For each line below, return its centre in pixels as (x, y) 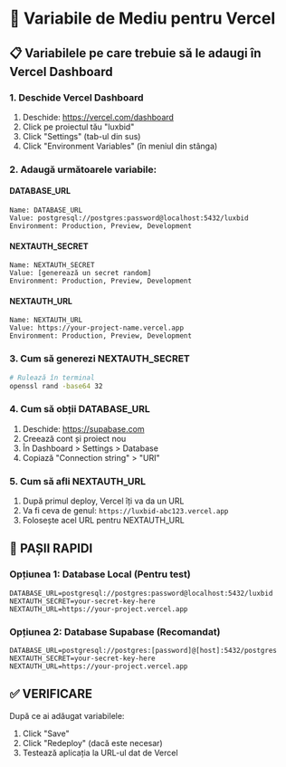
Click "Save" (46, 733)
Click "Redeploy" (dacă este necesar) (92, 743)
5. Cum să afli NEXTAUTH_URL (78, 481)
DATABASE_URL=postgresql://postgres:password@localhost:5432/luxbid (141, 593)
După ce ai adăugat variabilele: (67, 715)
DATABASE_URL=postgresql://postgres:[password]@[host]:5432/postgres (143, 651)
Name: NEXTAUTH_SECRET (52, 265)
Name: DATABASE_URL (46, 210)
